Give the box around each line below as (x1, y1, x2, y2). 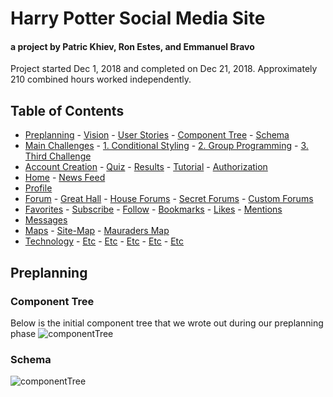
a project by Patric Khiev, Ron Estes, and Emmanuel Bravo (10, 40, 255, 52)
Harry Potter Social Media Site (10, 7, 266, 30)
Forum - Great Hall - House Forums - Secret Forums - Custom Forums (24, 193, 314, 205)
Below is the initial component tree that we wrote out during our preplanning (10, 317, 324, 329)
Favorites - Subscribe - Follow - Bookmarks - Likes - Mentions (24, 203, 283, 216)
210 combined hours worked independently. (10, 73, 192, 86)
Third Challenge (24, 150, 92, 162)
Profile (24, 182, 53, 194)
